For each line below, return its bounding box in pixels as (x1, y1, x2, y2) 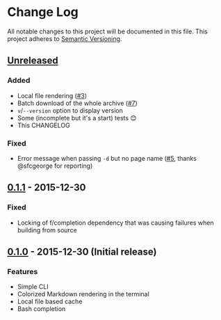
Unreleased (7, 55, 59, 67)
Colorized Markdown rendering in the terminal (17, 290, 149, 298)
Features (7, 266, 38, 276)
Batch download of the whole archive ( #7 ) (17, 99, 138, 107)
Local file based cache (17, 297, 83, 306)
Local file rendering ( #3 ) (17, 91, 88, 99)
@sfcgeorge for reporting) (17, 161, 93, 170)
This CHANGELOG (17, 121, 71, 129)
